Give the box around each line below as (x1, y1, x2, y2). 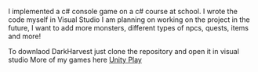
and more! (8, 31, 42, 41)
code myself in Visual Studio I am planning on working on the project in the (8, 15, 250, 24)
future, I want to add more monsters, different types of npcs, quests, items (8, 23, 249, 32)
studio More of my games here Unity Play (8, 55, 143, 64)
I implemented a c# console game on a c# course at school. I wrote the (8, 7, 238, 16)
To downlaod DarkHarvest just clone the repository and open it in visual (8, 47, 239, 56)
